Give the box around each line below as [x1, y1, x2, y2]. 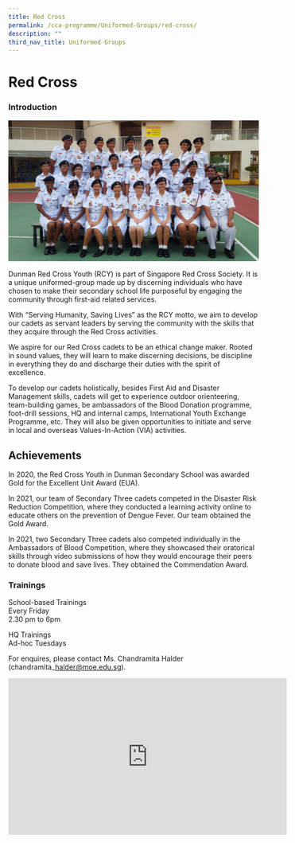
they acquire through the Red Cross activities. [8, 327, 158, 337]
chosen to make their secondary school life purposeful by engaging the [8, 287, 243, 296]
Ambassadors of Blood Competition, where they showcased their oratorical [8, 543, 255, 552]
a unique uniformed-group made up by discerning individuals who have [8, 278, 243, 287]
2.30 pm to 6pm [8, 615, 61, 624]
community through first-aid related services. [8, 295, 157, 304]
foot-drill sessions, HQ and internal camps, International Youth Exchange [8, 408, 246, 418]
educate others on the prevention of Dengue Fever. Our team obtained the [8, 510, 251, 521]
